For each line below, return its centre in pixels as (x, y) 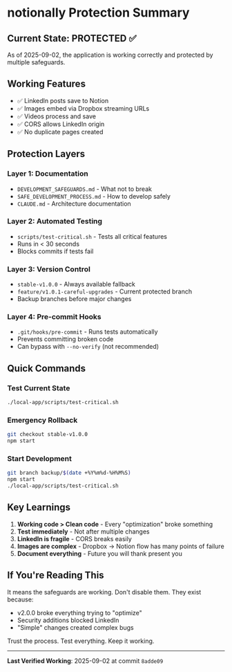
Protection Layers (46, 154)
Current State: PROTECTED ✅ (72, 38)
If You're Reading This (56, 575)
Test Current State (39, 388)
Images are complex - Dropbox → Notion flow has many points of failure (120, 546)
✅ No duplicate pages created (60, 131)
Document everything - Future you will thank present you (100, 553)
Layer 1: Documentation (48, 174)
